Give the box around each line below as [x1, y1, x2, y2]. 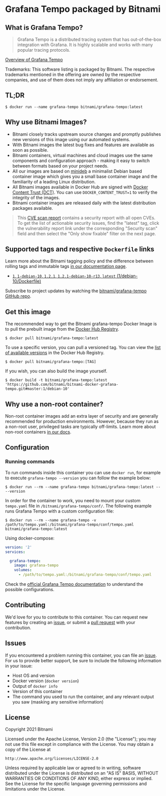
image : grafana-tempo [14, 563, 58, 568]
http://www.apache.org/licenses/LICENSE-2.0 [5, 756, 99, 761]
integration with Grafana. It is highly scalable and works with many [17, 42, 153, 48]
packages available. [12, 205, 54, 211]
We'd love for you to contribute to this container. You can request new [5, 614, 148, 620]
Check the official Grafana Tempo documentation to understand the [5, 581, 144, 587]
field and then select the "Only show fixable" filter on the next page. [17, 230, 156, 237]
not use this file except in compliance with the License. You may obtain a [5, 741, 154, 747]
